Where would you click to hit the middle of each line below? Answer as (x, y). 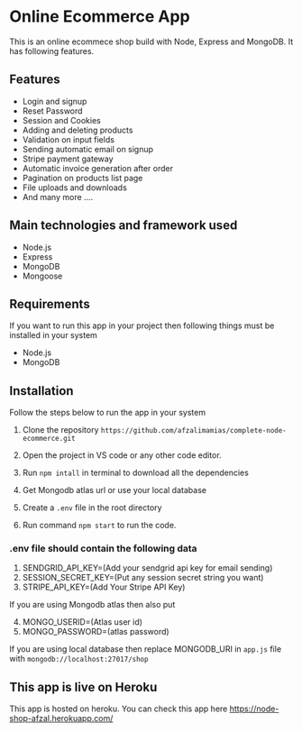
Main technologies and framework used (124, 226)
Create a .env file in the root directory (92, 508)
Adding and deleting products (78, 130)
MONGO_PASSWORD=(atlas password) (96, 632)
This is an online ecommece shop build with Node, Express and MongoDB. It (151, 41)
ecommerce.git (49, 439)
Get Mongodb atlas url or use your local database (114, 490)
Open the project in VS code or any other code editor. (122, 455)
